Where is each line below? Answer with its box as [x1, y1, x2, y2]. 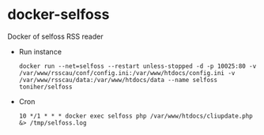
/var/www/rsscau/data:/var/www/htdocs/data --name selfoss [18, 76, 218, 84]
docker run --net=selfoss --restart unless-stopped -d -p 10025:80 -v [18, 62, 257, 70]
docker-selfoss [7, 6, 110, 24]
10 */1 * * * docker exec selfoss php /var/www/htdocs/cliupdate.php [18, 112, 254, 120]
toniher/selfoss [18, 83, 73, 91]
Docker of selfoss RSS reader [7, 32, 104, 41]
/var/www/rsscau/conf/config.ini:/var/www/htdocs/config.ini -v [18, 69, 236, 77]
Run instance [18, 47, 62, 56]
